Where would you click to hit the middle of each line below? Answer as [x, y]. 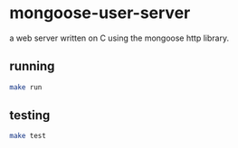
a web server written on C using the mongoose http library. [119, 38]
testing [30, 116]
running [32, 66]
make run [26, 87]
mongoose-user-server [100, 13]
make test [28, 136]
